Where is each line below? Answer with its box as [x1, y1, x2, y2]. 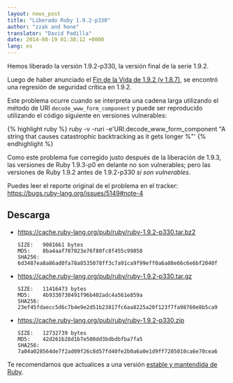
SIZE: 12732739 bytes [17, 329, 87, 336]
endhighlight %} [7, 140, 54, 147]
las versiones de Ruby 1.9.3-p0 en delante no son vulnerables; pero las [7, 161, 211, 168]
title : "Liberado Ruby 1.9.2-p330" [7, 17, 111, 24]
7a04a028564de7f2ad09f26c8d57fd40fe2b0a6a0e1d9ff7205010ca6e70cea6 [17, 347, 218, 355]
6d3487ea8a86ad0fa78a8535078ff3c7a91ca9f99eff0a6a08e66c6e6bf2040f [17, 259, 218, 266]
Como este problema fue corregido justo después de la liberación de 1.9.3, [7, 153, 222, 161]
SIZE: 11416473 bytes [17, 285, 87, 292]
